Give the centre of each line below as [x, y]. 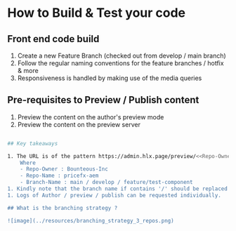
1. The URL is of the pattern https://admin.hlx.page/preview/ [102, 156]
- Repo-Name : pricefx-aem [59, 176]
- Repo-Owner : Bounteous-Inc [64, 169]
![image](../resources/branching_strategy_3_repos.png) [91, 220]
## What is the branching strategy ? [63, 208]
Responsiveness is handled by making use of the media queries [110, 78]
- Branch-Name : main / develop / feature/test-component [106, 183]
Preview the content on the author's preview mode [91, 117]
